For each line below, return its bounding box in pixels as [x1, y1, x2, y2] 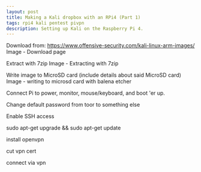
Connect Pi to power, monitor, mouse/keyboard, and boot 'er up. [6, 89, 165, 96]
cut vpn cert [6, 147, 37, 155]
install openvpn [6, 136, 44, 143]
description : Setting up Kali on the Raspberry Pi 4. [6, 25, 144, 32]
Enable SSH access [6, 113, 55, 120]
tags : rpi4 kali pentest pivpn [6, 20, 85, 26]
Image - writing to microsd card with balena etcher [6, 78, 132, 85]
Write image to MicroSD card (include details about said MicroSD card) [6, 71, 182, 79]
